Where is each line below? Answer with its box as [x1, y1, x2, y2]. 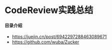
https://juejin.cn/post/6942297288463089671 [11, 33, 107, 40]
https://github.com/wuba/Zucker [11, 39, 79, 45]
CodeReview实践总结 [4, 4, 93, 16]
